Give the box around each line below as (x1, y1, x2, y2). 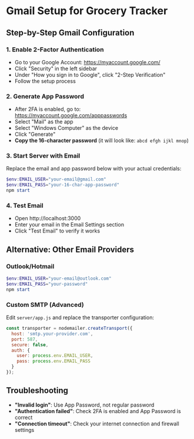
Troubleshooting (6, 385, 69, 396)
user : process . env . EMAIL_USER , (16, 353, 93, 359)
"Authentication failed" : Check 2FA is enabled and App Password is (14, 407, 181, 414)
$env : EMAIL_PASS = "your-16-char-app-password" (6, 182, 119, 188)
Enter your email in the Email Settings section (14, 221, 125, 228)
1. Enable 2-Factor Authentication (6, 45, 104, 54)
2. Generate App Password (6, 92, 84, 100)
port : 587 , (11, 336, 38, 342)
